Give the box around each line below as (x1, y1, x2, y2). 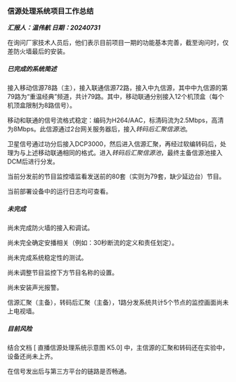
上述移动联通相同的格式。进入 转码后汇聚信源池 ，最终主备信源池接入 (25, 149, 223, 157)
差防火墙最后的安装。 (7, 47, 69, 55)
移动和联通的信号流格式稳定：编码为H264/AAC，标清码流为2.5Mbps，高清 (7, 116, 224, 124)
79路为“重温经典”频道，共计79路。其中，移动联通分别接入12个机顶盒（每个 (7, 93, 225, 101)
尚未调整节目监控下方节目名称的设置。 (7, 268, 118, 277)
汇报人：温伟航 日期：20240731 (7, 23, 100, 32)
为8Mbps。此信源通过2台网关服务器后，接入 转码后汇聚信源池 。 (7, 125, 192, 133)
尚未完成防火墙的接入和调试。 (7, 223, 93, 232)
